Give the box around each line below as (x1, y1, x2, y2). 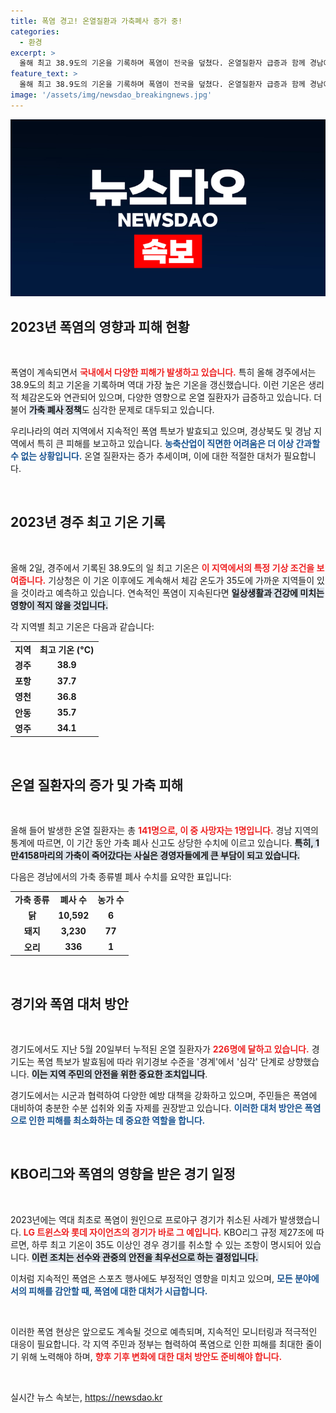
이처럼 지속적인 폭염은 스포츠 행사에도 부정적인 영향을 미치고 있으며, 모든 (10, 1272, 293, 1284)
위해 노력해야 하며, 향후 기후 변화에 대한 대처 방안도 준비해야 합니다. (20, 1350, 283, 1362)
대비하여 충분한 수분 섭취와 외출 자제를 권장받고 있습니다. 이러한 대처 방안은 (10, 1102, 303, 1114)
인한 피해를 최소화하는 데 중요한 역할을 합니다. (28, 1115, 206, 1126)
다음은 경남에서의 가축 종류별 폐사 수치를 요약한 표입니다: (10, 871, 232, 883)
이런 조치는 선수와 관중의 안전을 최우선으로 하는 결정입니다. (31, 1251, 259, 1263)
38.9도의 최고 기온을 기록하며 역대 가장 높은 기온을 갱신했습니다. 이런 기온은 (10, 379, 307, 391)
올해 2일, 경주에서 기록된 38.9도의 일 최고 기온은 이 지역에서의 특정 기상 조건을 (10, 561, 315, 574)
